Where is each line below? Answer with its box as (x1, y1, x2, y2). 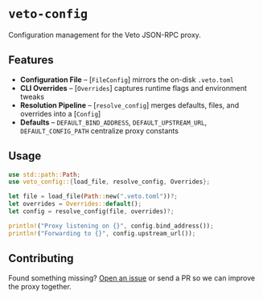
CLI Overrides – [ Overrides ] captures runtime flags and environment (19, 83, 247, 92)
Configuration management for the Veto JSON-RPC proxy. (8, 30, 201, 39)
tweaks (19, 92, 45, 101)
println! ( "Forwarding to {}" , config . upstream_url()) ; (8, 229, 196, 237)
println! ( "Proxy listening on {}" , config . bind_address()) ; (8, 222, 215, 230)
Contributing (8, 252, 74, 265)
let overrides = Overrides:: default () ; (8, 200, 142, 208)
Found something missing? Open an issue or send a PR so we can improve (8, 272, 256, 283)
